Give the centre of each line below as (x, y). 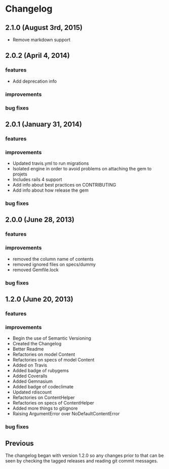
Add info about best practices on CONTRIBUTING (64, 185)
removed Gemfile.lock (36, 270)
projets (20, 174)
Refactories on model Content (44, 354)
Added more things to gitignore (45, 408)
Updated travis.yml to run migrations (51, 163)
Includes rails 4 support (37, 179)
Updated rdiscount (32, 392)
